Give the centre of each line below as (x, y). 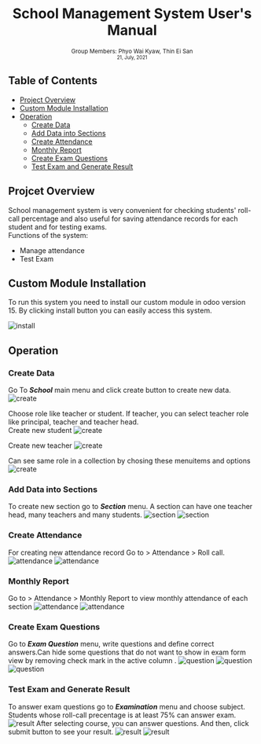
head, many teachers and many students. (75, 515)
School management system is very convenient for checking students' (122, 210)
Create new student (40, 431)
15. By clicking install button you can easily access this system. (110, 310)
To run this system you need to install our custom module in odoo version (127, 302)
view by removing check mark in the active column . (92, 661)
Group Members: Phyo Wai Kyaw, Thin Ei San (132, 51)
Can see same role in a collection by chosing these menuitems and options (129, 461)
